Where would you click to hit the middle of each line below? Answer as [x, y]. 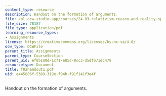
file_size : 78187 [23, 24]
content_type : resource [30, 10]
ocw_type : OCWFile [24, 47]
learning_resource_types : [32, 33]
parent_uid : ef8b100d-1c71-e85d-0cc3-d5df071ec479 [58, 60]
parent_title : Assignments [33, 51]
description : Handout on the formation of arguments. [62, 14]
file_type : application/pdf [34, 28]
